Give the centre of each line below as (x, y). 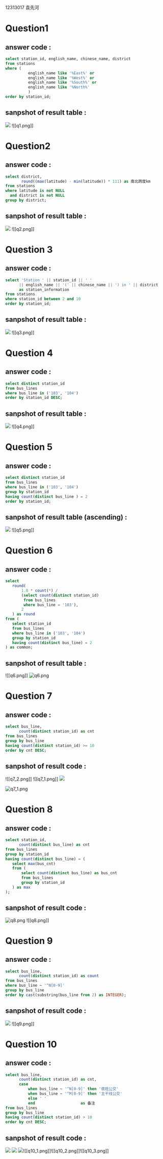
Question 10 (31, 1044)
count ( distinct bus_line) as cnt (54, 845)
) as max (21, 887)
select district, (24, 177)
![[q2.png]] (23, 229)
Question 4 (29, 353)
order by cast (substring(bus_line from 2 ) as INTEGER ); (66, 995)
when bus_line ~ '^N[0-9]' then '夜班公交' (73, 1089)
